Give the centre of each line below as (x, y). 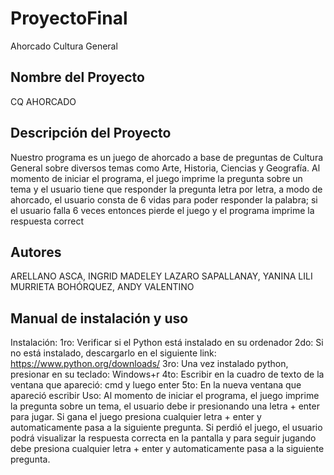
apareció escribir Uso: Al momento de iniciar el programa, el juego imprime (165, 396)
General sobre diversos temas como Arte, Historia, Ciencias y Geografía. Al (165, 168)
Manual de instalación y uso (99, 318)
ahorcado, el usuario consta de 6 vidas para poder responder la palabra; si (164, 199)
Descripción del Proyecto (91, 133)
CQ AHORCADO (43, 101)
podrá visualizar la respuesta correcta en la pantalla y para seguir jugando (163, 438)
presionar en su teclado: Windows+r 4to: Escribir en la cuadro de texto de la (167, 374)
